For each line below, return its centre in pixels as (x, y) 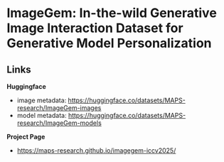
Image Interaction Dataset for (95, 28)
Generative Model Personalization (109, 43)
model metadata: (42, 115)
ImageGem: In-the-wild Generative (112, 13)
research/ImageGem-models (59, 123)
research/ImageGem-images (59, 108)
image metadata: (42, 100)
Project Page (26, 137)
